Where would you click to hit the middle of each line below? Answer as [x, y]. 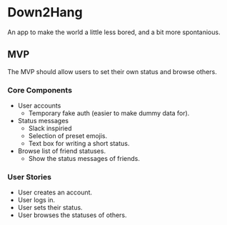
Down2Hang [45, 12]
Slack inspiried [50, 128]
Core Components [40, 90]
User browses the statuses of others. [72, 215]
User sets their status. [50, 208]
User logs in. [36, 200]
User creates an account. [55, 192]
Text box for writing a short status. [79, 144]
